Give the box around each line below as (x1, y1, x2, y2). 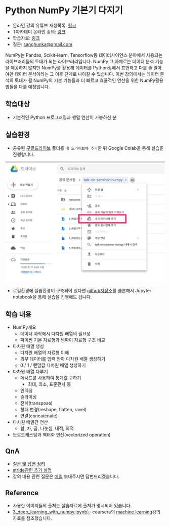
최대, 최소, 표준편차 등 (27, 381, 71, 387)
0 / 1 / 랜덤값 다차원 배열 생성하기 (20, 362, 86, 368)
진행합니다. (12, 151, 35, 157)
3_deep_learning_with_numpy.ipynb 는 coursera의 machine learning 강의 (12, 509, 161, 515)
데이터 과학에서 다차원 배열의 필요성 (20, 331, 91, 337)
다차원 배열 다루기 (12, 369, 48, 375)
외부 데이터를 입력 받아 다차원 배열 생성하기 (20, 356, 105, 362)
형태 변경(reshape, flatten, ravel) (20, 407, 87, 413)
